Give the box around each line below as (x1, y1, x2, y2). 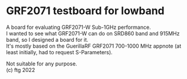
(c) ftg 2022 (6, 66, 35, 73)
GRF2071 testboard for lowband (6, 4, 165, 18)
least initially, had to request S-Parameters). (6, 48, 113, 55)
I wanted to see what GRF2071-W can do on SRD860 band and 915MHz (6, 29, 180, 37)
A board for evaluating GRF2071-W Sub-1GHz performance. (6, 24, 152, 31)
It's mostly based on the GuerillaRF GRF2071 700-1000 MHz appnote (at (6, 42, 182, 50)
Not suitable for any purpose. (6, 60, 78, 67)
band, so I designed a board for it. (6, 36, 88, 43)
